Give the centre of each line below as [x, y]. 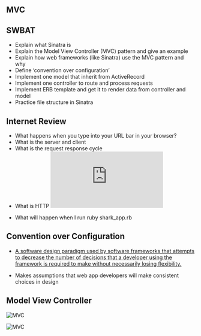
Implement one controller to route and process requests [84, 83]
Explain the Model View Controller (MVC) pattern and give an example [101, 51]
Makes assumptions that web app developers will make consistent [97, 275]
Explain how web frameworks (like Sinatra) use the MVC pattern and [99, 58]
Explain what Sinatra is [43, 45]
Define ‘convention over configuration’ [62, 70]
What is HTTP [32, 206]
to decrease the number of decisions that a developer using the [93, 257]
